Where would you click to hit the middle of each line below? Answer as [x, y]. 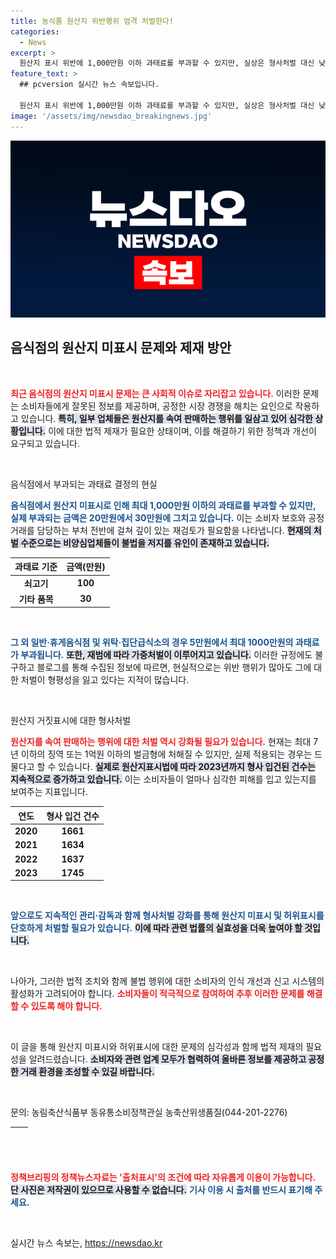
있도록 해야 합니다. [66, 1006]
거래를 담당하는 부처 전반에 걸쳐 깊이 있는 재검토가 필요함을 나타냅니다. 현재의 [161, 530]
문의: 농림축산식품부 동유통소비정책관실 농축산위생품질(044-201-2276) [149, 1112]
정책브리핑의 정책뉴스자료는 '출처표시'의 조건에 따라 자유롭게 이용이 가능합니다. [163, 1177]
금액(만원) [86, 567]
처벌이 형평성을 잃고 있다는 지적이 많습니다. [105, 680]
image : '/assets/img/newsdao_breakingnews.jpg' [111, 116]
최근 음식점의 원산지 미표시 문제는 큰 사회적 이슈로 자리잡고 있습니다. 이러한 [155, 393]
